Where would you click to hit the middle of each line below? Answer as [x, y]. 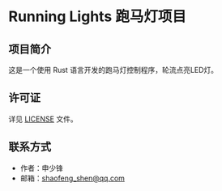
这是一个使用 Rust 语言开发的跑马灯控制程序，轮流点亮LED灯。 [113, 70]
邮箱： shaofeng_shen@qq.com [73, 178]
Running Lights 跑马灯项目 [97, 17]
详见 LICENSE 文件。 [43, 119]
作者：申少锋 [41, 168]
